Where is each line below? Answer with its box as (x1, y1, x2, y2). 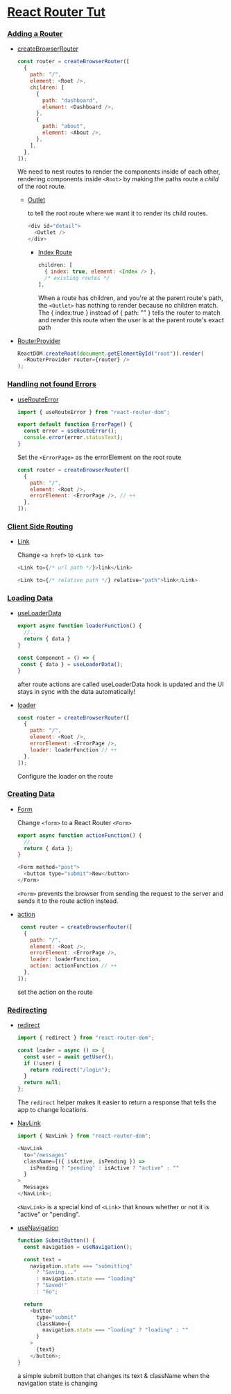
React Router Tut (7, 4, 106, 20)
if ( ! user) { (24, 1060, 62, 1067)
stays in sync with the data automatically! (17, 687, 136, 695)
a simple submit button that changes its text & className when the (17, 1371, 210, 1379)
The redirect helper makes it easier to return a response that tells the (17, 1098, 217, 1106)
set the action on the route (17, 988, 94, 996)
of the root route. (17, 182, 66, 191)
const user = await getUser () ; (24, 1053, 114, 1060)
